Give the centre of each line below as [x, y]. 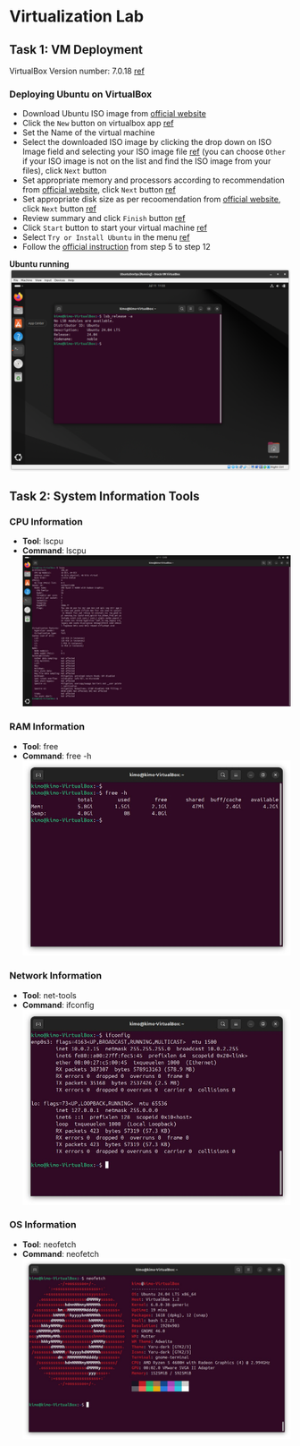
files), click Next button [64, 171]
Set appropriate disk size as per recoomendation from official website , [151, 200]
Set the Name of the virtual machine [88, 133]
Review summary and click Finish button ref [104, 218]
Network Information [56, 976]
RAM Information [47, 727]
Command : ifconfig [58, 1005]
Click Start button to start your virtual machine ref [115, 228]
